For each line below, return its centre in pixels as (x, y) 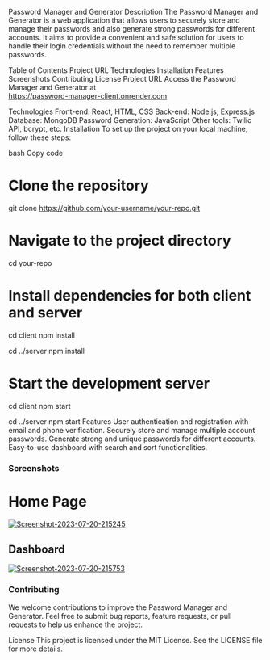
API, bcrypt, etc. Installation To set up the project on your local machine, (128, 129)
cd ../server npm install (47, 351)
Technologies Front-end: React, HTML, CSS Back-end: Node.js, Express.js (132, 111)
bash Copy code (36, 153)
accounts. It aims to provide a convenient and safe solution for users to (126, 37)
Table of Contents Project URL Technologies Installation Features (116, 70)
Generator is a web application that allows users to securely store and (124, 20)
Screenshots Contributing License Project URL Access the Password (122, 79)
